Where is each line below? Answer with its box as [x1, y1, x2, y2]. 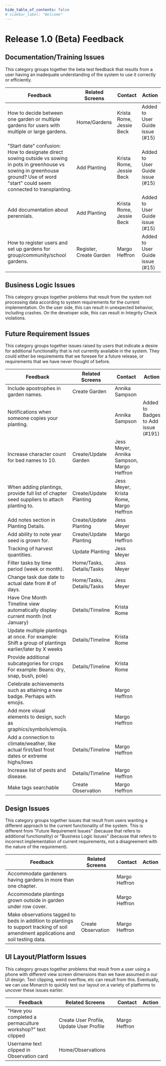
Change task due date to [7, 574, 65, 581]
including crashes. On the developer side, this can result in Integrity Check [5, 310, 157, 316]
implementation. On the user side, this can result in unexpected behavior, [5, 305, 154, 310]
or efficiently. [5, 76, 32, 82]
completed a [7, 1013, 37, 1020]
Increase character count [7, 451, 66, 457]
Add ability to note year [7, 531, 62, 538]
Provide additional [7, 654, 50, 661]
